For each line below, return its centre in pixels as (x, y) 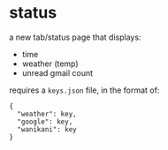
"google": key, (45, 122)
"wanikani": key (47, 129)
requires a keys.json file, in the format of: (84, 90)
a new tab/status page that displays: (75, 37)
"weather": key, (47, 114)
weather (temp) (50, 64)
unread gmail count (57, 72)
